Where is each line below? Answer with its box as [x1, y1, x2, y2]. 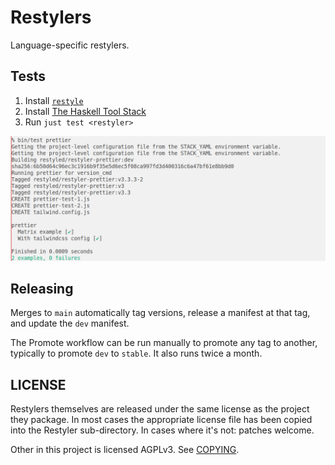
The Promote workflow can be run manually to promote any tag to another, [10, 337, 318, 349]
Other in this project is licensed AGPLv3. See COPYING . [10, 444, 240, 456]
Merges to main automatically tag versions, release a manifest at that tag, [10, 307, 311, 319]
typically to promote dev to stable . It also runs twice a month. [10, 347, 263, 360]
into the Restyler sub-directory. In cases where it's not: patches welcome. [10, 424, 315, 436]
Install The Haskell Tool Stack [24, 105, 147, 117]
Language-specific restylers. [10, 39, 130, 51]
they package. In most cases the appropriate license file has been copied [10, 414, 313, 426]
